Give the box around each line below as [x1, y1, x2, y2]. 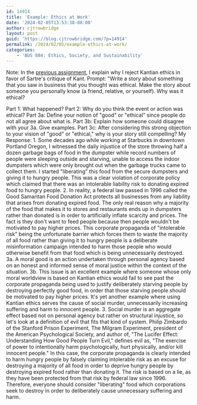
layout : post [6, 31, 38, 37]
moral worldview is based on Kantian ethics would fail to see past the [6, 274, 174, 281]
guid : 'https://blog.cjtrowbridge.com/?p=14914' [6, 36, 128, 42]
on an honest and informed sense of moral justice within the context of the [6, 262, 187, 269]
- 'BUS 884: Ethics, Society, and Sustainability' [16, 52, 143, 58]
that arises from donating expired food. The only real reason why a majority [6, 199, 189, 206]
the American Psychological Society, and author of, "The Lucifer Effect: [6, 331, 179, 338]
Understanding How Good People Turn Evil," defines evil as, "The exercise [6, 337, 186, 344]
